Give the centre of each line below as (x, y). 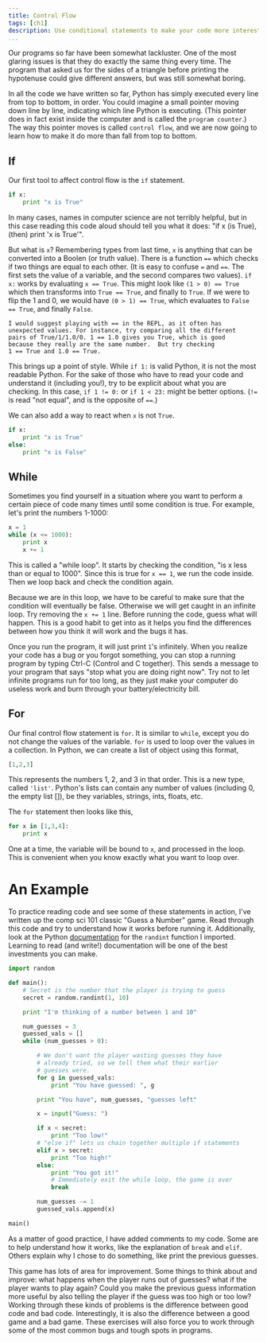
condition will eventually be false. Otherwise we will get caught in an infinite (132, 605)
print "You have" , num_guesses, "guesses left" (117, 1100)
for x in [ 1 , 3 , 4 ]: (39, 827)
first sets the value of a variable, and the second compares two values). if (130, 274)
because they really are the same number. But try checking (112, 344)
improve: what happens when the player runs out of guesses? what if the (128, 1279)
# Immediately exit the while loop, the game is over (141, 1180)
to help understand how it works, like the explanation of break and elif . (125, 1247)
